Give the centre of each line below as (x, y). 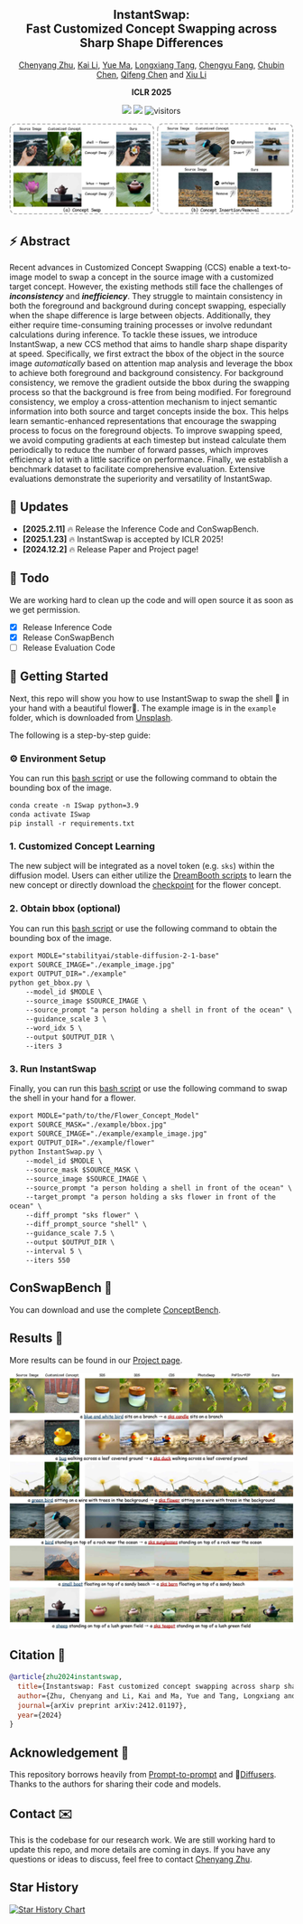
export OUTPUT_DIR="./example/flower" (82, 1143)
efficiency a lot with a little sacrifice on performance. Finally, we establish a (149, 459)
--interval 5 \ (54, 1251)
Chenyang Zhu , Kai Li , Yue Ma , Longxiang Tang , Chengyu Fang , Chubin (151, 65)
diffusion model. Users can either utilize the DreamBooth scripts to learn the (151, 875)
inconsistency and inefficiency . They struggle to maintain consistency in (146, 297)
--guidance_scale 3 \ (66, 1019)
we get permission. (45, 609)
